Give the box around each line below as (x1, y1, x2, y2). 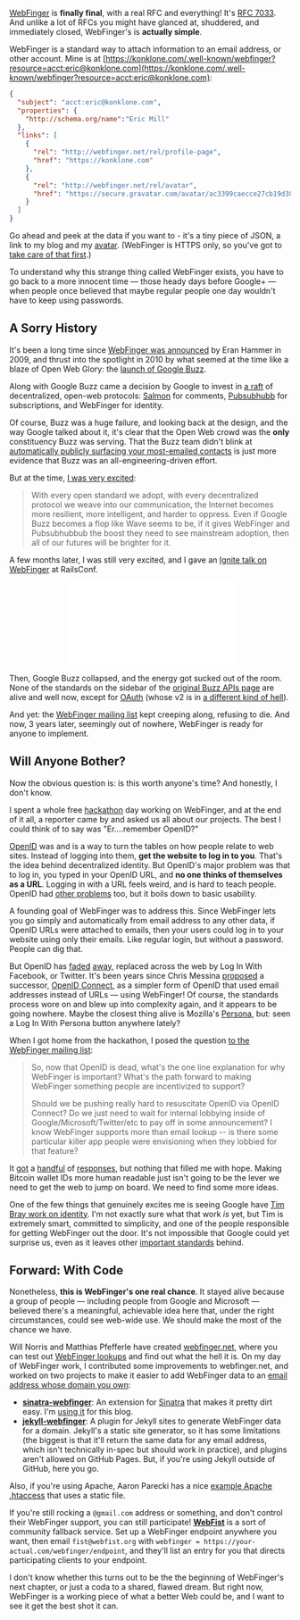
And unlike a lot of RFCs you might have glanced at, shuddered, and (9, 17, 260, 28)
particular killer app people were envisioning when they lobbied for (30, 1136, 278, 1147)
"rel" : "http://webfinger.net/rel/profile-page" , (32, 147, 221, 157)
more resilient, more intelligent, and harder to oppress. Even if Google (30, 508, 287, 519)
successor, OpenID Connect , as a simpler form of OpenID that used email (9, 980, 279, 990)
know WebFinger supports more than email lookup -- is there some (30, 1126, 279, 1137)
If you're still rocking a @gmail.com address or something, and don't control (9, 1507, 283, 1518)
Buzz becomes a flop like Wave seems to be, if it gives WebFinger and (30, 518, 290, 529)
